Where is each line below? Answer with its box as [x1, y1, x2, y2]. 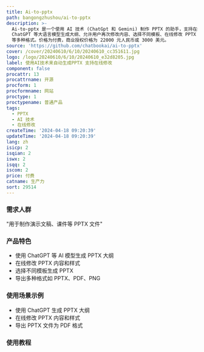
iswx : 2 [6, 156, 26, 162]
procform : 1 [6, 83, 36, 89]
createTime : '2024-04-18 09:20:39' [6, 128, 97, 134]
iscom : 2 [6, 167, 29, 173]
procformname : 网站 [6, 88, 54, 94]
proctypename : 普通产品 [6, 99, 63, 105]
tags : [6, 105, 20, 111]
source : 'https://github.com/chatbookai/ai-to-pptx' [6, 43, 143, 49]
